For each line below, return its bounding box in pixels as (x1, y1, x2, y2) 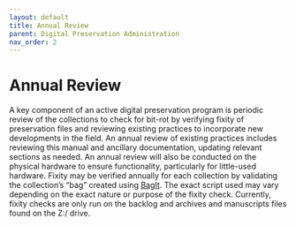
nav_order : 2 (9, 37, 57, 47)
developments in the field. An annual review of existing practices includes (9, 133, 277, 144)
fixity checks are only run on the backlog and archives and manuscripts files (9, 199, 287, 209)
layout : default (9, 12, 69, 22)
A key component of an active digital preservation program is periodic (9, 105, 263, 116)
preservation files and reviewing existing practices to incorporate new (9, 124, 263, 134)
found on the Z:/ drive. (9, 208, 91, 219)
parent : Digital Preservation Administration (9, 29, 179, 38)
